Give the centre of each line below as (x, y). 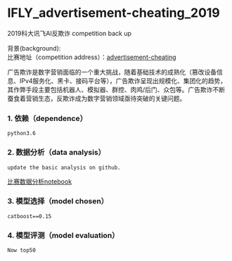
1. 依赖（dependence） (47, 118)
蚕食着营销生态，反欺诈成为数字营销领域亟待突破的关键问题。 (97, 98)
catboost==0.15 (30, 216)
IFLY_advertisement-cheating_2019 (114, 13)
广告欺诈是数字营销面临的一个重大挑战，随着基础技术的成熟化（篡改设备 (112, 72)
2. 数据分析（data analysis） (56, 153)
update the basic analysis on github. (64, 167)
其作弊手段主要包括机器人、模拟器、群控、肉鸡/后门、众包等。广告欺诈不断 (116, 89)
